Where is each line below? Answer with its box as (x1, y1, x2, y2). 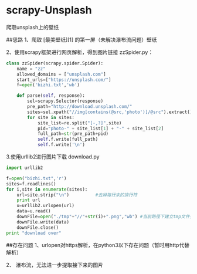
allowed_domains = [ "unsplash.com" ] (16, 71, 107, 77)
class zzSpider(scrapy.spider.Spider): (6, 60, 104, 66)
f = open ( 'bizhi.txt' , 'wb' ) (16, 82, 80, 88)
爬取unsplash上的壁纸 (6, 23, 59, 31)
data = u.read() (16, 208, 51, 214)
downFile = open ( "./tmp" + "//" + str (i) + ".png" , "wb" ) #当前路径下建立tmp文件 (16, 214, 190, 220)
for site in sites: (27, 114, 75, 120)
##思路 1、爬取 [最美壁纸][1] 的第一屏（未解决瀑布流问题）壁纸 (6, 36, 157, 43)
